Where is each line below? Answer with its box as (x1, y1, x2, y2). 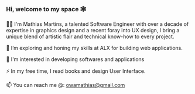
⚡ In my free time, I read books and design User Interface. (6, 68, 146, 75)
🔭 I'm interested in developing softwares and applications (6, 56, 145, 63)
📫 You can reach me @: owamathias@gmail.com (6, 82, 125, 89)
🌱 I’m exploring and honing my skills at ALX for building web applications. (6, 45, 183, 52)
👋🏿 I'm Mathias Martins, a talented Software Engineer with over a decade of (6, 21, 189, 28)
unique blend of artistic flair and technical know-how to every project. (6, 33, 175, 40)
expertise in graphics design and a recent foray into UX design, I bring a (6, 27, 180, 34)
